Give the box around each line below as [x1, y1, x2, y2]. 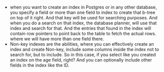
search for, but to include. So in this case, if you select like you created [9, 52, 156, 58]
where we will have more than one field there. [9, 36, 104, 42]
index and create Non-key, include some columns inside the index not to [9, 47, 159, 52]
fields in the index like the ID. [9, 62, 69, 68]
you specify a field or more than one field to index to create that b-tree [9, 9, 155, 15]
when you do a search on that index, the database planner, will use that [9, 20, 157, 26]
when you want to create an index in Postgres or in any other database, [9, 4, 157, 10]
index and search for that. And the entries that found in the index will [9, 25, 151, 31]
